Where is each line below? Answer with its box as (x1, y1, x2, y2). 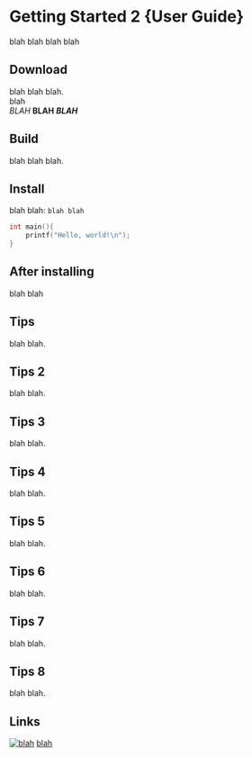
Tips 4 (9, 464, 46, 479)
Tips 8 (9, 663, 46, 679)
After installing (9, 264, 94, 280)
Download (9, 62, 67, 77)
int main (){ (9, 222, 54, 231)
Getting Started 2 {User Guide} (9, 6, 245, 27)
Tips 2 (9, 365, 45, 380)
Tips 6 (9, 564, 46, 580)
